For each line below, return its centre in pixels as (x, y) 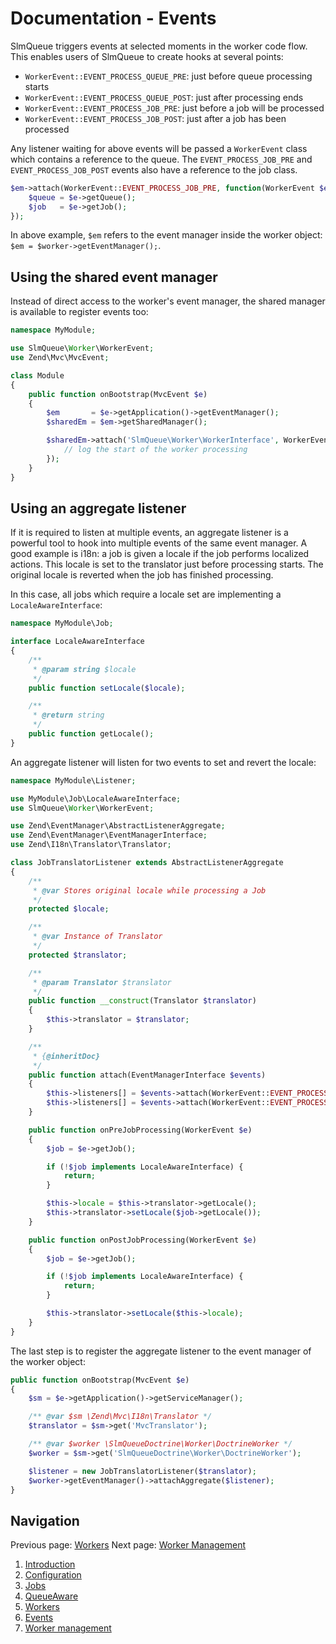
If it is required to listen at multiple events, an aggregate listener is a (149, 533)
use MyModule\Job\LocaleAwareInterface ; (96, 798)
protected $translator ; (78, 955)
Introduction (50, 1564)
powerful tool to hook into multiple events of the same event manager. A (159, 543)
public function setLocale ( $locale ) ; (107, 688)
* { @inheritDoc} (66, 1056)
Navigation (45, 1520)
